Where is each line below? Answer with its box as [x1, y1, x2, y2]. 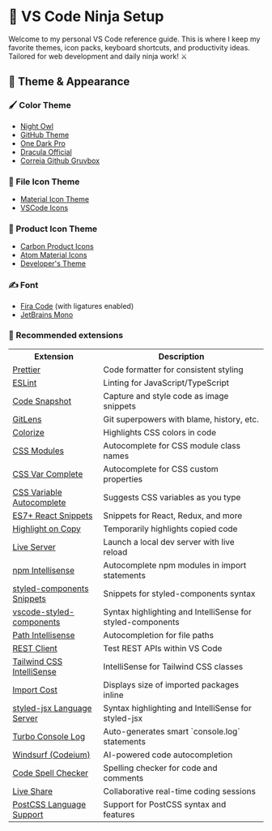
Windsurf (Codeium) [12, 749, 91, 760]
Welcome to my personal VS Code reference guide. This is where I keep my [8, 34, 261, 44]
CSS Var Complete [12, 468, 83, 479]
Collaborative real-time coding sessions [103, 786, 257, 797]
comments [103, 772, 144, 783]
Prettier [12, 364, 40, 375]
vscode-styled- [12, 606, 75, 617]
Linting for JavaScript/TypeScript [103, 377, 229, 388]
